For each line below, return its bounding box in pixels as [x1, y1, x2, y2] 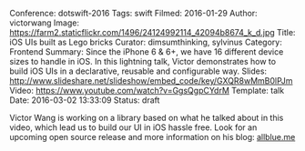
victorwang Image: [9, 17, 80, 28]
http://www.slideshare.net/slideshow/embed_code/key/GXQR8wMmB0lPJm [9, 75, 293, 86]
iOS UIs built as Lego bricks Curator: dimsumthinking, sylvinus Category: [9, 36, 282, 47]
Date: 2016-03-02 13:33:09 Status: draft [9, 95, 160, 106]
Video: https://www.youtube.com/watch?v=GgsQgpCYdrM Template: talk [9, 86, 285, 96]
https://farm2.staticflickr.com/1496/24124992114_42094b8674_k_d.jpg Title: [9, 27, 296, 37]
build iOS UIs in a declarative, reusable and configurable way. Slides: [9, 65, 267, 76]
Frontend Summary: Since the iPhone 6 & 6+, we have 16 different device [9, 46, 284, 57]
